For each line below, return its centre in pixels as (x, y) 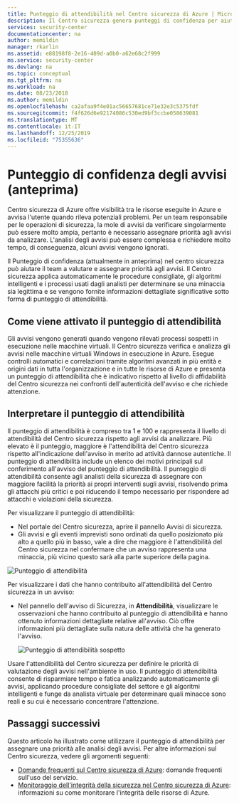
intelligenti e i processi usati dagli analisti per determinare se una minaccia (116, 284)
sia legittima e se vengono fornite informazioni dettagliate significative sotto (118, 292)
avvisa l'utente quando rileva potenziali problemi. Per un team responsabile (117, 217)
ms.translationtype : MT (43, 120)
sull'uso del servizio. (48, 777)
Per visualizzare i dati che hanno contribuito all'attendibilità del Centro (110, 584)
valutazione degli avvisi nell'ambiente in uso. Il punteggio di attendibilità (112, 671)
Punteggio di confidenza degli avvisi (117, 175)
